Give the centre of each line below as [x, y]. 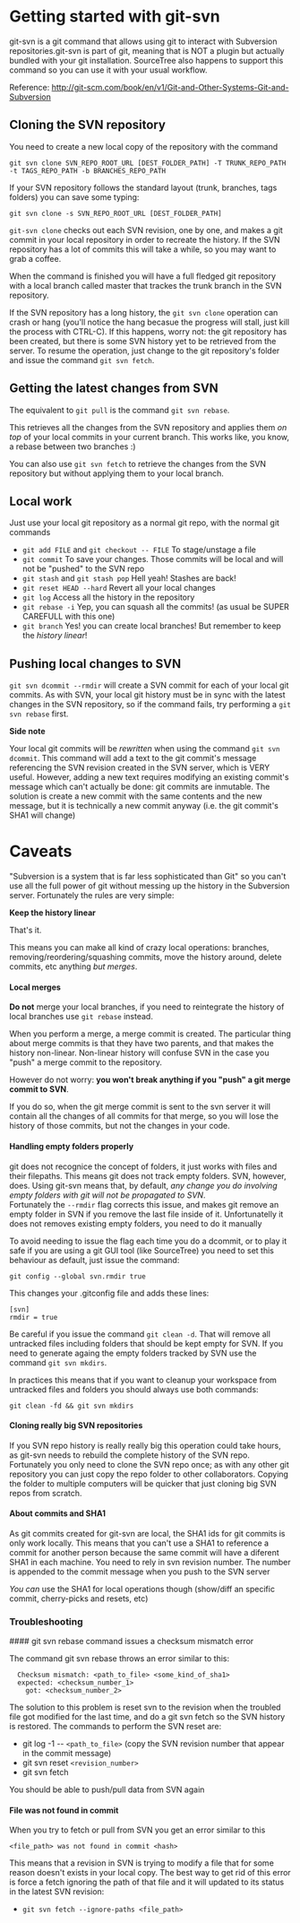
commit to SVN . [39, 1089]
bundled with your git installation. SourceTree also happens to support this [146, 60]
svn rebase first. [39, 714]
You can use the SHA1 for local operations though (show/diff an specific [142, 1589]
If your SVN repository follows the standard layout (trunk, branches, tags [143, 187]
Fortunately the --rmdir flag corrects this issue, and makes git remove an [144, 1204]
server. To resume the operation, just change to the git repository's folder [145, 351]
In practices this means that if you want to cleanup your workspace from [143, 1380]
